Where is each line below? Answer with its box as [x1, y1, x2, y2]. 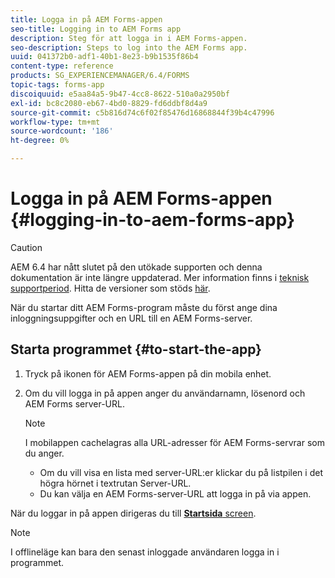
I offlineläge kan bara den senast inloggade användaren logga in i [10, 546, 280, 558]
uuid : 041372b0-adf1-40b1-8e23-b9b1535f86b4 [10, 52, 199, 62]
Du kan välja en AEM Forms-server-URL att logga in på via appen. [39, 487, 312, 500]
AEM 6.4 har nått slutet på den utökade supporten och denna [10, 261, 263, 273]
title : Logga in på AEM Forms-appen [10, 14, 163, 25]
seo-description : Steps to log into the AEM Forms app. [10, 42, 248, 53]
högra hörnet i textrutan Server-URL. [39, 477, 192, 489]
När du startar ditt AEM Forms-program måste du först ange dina [10, 301, 278, 313]
